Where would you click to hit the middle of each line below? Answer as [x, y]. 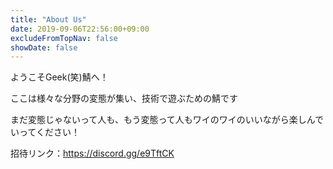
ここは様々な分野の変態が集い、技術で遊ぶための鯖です [124, 98]
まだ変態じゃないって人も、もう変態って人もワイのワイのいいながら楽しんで [167, 120]
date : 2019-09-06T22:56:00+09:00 [80, 29]
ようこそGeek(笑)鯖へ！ [59, 77]
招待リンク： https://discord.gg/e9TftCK [92, 153]
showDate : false [44, 47]
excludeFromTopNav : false [64, 38]
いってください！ [45, 132]
